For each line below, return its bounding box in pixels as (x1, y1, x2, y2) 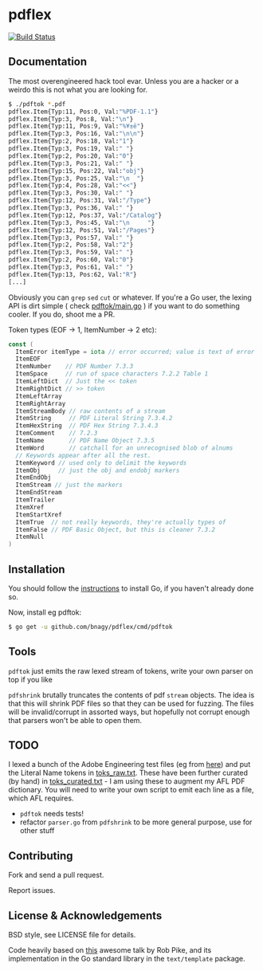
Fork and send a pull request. (8, 871, 104, 880)
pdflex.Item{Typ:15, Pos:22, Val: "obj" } (8, 167, 145, 175)
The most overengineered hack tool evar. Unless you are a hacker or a (8, 76, 239, 85)
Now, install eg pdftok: (8, 607, 82, 617)
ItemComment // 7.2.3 (15, 429, 98, 438)
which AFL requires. (8, 793, 74, 803)
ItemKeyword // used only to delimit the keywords (15, 458, 187, 467)
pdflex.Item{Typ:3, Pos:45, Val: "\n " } (8, 218, 155, 226)
